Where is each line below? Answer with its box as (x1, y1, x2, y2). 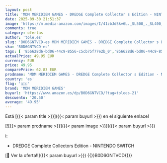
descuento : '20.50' (5, 95, 46, 100)
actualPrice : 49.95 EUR (5, 53, 55, 59)
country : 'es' (5, 77, 35, 81)
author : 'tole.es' (5, 35, 43, 40)
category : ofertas (5, 30, 43, 35)
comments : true (5, 26, 37, 31)
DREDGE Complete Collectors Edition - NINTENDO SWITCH (12, 143, 135, 149)
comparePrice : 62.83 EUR (5, 68, 57, 73)
